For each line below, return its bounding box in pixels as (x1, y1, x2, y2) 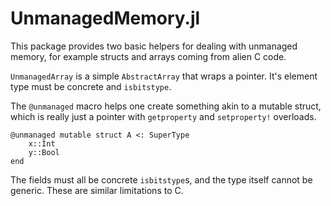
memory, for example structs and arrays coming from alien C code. (10, 50, 287, 62)
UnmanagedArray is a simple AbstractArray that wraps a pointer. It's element (10, 70, 318, 82)
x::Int (28, 138, 56, 149)
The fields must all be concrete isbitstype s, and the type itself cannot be (10, 173, 313, 186)
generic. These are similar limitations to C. (10, 184, 184, 196)
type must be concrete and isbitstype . (10, 80, 172, 92)
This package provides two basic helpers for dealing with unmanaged (10, 40, 298, 52)
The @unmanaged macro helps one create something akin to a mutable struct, (10, 100, 322, 112)
